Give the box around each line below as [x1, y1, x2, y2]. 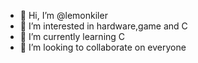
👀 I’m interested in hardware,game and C [19, 20, 188, 32]
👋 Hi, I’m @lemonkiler [19, 10, 108, 21]
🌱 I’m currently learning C [19, 31, 126, 42]
